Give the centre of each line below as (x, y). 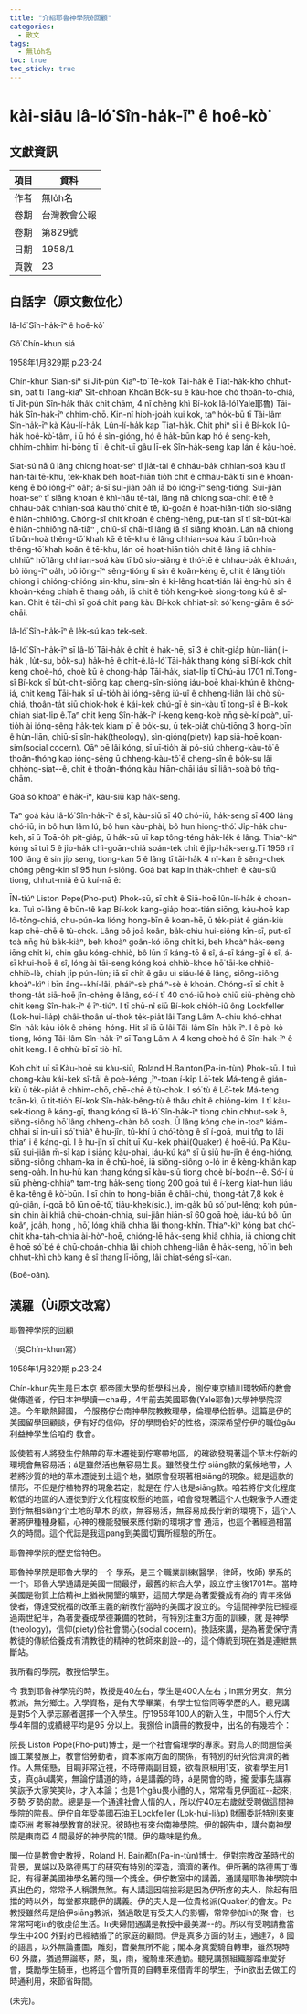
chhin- (264, 549)
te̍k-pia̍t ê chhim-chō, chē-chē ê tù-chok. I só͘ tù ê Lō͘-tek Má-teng (154, 1090)
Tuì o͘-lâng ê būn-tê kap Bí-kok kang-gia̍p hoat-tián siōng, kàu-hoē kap (156, 909)
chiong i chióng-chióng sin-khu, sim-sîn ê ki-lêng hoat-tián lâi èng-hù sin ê (151, 581)
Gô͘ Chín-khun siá (42, 343)
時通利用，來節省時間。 (53, 1981)
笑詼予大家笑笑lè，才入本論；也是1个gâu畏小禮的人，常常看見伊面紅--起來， (153, 1790)
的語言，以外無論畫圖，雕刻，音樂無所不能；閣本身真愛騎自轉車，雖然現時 (149, 1946)
